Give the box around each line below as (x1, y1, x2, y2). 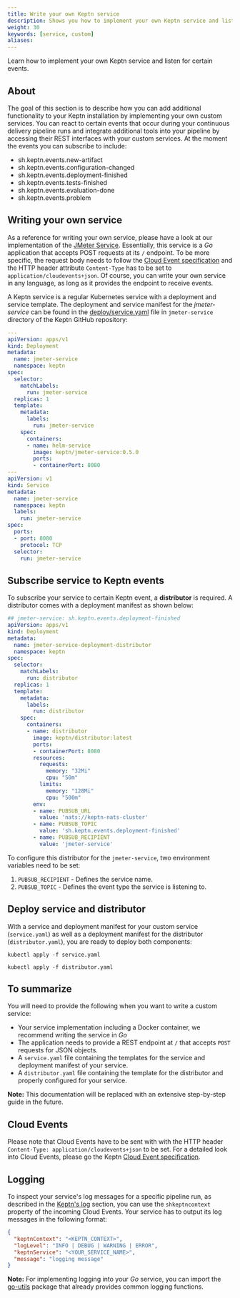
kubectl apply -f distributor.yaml (7, 963, 114, 971)
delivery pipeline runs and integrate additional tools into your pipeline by (7, 126, 220, 135)
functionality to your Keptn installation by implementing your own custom (7, 111, 223, 120)
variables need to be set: (7, 861, 81, 870)
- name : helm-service (26, 442, 91, 449)
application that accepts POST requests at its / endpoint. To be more (7, 248, 210, 257)
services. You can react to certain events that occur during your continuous (7, 119, 230, 127)
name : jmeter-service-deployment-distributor (14, 641, 152, 648)
